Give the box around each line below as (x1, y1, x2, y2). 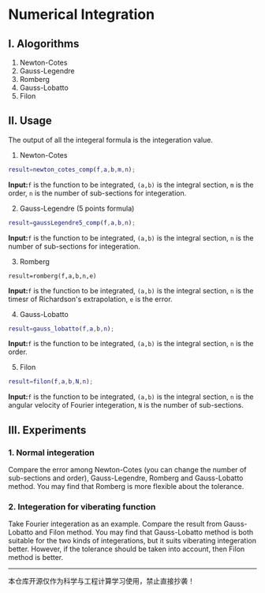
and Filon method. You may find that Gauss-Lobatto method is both (35, 528, 254, 537)
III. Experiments (8, 423, 87, 437)
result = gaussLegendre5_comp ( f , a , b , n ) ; (8, 218, 136, 226)
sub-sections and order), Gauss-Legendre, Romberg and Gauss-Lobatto (8, 473, 244, 483)
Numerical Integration (8, 6, 155, 24)
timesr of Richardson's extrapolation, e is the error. (8, 294, 173, 304)
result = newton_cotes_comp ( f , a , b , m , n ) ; (8, 166, 136, 173)
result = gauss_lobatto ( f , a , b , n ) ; (8, 325, 114, 333)
